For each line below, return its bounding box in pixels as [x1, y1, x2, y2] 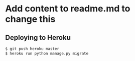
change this [5, 13, 56, 25]
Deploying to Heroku [5, 33, 71, 42]
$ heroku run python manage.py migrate [5, 51, 89, 56]
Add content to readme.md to [5, 3, 130, 14]
